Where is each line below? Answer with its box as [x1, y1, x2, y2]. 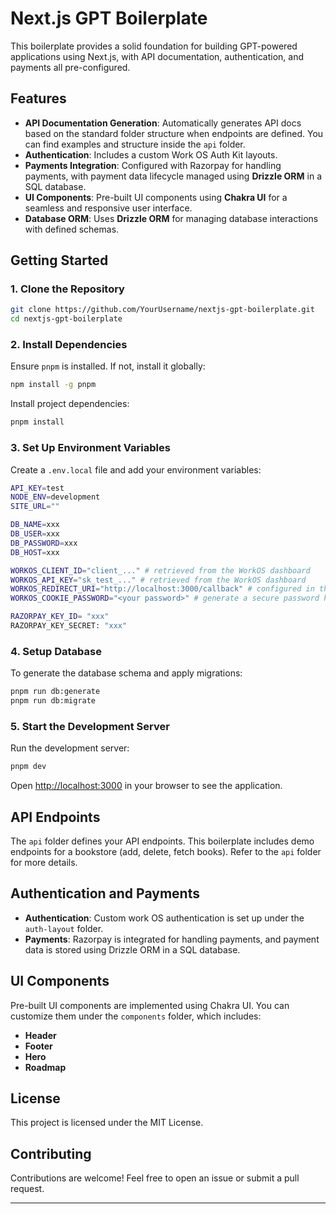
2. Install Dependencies [10, 338, 128, 352]
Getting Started [10, 252, 109, 269]
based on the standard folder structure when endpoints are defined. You [24, 127, 324, 139]
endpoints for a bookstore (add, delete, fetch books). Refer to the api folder [10, 845, 322, 857]
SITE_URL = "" [10, 502, 60, 512]
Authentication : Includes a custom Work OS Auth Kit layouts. [24, 148, 278, 161]
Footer [24, 1040, 53, 1052]
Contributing [10, 1145, 92, 1162]
